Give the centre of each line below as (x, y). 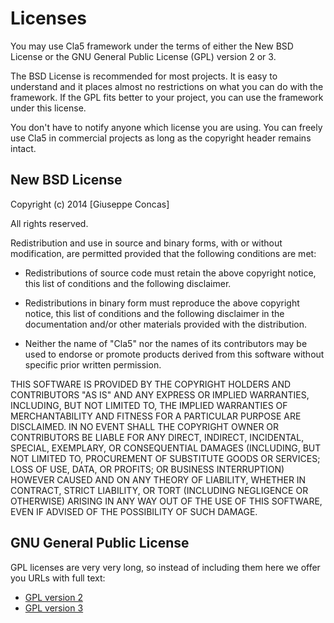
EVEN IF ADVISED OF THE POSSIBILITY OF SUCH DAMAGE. (134, 511)
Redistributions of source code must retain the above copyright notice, (170, 273)
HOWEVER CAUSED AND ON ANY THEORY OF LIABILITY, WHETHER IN (158, 479)
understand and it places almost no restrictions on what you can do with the (167, 86)
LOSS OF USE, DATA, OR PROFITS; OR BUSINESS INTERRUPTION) (147, 469)
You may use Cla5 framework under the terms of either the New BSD (152, 46)
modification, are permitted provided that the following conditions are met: (163, 253)
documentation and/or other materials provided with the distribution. (165, 324)
